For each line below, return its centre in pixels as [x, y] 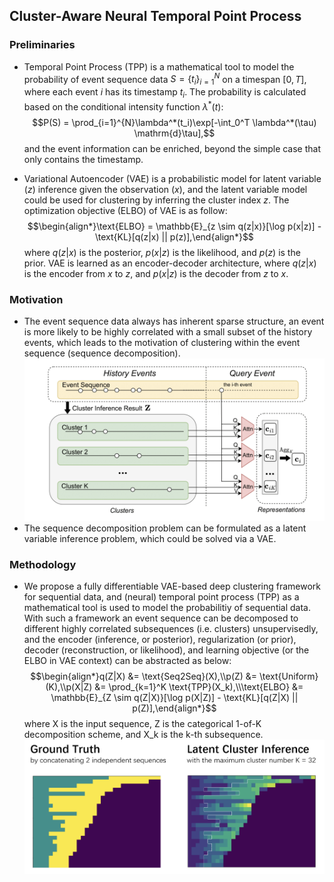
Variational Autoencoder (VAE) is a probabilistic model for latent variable [172, 178]
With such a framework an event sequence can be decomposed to [161, 618]
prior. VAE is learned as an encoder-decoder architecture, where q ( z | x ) [170, 263]
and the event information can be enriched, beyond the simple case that [172, 148]
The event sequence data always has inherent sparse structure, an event [174, 321]
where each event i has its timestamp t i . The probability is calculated [165, 93]
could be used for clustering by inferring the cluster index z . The [156, 200]
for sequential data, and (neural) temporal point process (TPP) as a [161, 596]
